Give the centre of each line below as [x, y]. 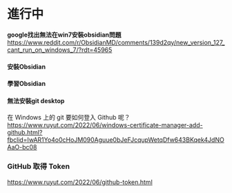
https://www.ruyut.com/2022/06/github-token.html [80, 182]
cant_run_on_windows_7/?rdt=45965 [60, 50]
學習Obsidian [27, 84]
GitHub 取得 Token [39, 167]
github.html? [25, 133]
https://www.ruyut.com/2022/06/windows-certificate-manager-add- [105, 125]
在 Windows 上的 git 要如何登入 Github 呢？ [69, 118]
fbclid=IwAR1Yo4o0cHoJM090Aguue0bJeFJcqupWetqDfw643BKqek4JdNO [116, 140]
